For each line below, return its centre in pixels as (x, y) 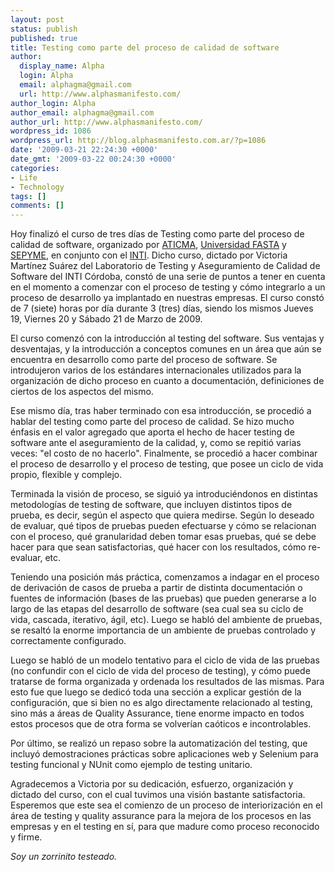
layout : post (37, 19)
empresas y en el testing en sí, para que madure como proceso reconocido (165, 827)
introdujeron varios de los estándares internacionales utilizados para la (156, 370)
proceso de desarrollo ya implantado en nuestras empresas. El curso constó (167, 298)
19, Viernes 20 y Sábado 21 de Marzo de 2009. (106, 319)
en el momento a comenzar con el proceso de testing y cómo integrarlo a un (168, 287)
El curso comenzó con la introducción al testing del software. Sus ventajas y (167, 338)
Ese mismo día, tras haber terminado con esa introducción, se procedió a (161, 411)
